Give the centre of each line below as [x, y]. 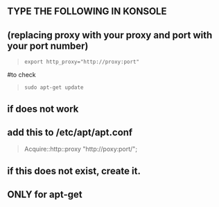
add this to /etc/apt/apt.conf [70, 132]
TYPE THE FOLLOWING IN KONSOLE [87, 11]
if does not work [43, 109]
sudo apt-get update [54, 88]
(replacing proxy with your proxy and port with [110, 35]
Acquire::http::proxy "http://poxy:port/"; [80, 149]
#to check [21, 75]
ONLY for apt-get [45, 195]
